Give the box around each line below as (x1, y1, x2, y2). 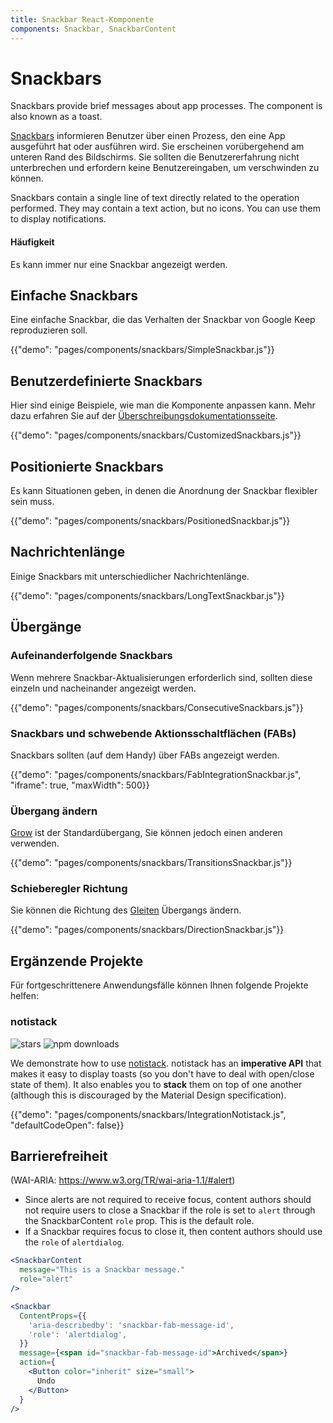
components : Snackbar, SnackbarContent (10, 24, 177, 34)
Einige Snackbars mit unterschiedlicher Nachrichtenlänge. (10, 570, 250, 582)
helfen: (10, 990, 40, 1002)
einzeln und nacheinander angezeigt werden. (10, 682, 197, 694)
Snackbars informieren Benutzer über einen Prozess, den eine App (10, 130, 286, 142)
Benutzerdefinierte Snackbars (10, 372, 203, 390)
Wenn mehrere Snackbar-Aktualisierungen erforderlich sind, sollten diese (10, 671, 313, 683)
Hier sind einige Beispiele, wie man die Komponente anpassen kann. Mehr (10, 399, 316, 411)
